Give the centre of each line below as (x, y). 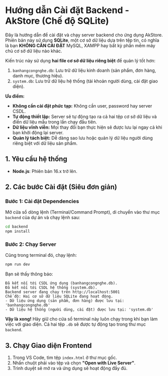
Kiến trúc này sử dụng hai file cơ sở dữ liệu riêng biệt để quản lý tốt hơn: (80, 60)
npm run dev (18, 264)
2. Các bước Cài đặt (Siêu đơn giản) (61, 187)
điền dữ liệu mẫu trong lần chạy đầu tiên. (55, 122)
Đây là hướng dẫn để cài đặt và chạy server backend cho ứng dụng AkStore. (84, 35)
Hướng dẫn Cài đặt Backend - (67, 10)
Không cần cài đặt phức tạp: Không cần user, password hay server (82, 106)
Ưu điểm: (15, 96)
